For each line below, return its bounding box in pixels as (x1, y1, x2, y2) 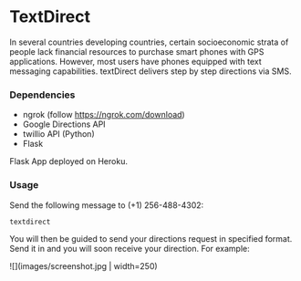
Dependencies (9, 88, 76, 101)
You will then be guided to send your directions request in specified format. (9, 233, 293, 244)
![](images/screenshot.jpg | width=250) (9, 260, 158, 271)
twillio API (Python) (22, 129, 95, 140)
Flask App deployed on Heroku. (9, 156, 128, 167)
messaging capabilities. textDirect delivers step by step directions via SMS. (9, 66, 292, 77)
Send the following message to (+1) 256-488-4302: (9, 199, 204, 211)
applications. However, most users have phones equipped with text (9, 56, 262, 67)
